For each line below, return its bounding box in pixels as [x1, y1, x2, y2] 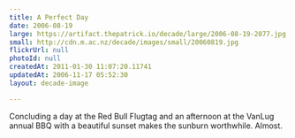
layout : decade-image [9, 79, 89, 88]
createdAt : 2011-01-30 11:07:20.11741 [9, 63, 152, 72]
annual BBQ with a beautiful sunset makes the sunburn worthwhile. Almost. [9, 120, 283, 131]
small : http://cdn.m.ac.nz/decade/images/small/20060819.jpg [9, 37, 239, 47]
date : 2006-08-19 [9, 21, 73, 30]
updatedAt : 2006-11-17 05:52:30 [9, 71, 128, 80]
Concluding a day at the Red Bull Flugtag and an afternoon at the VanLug [9, 111, 275, 121]
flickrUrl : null [9, 46, 69, 55]
